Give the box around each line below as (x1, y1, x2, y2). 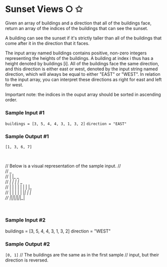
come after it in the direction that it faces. (5, 40, 89, 46)
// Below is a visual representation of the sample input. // (5, 163, 121, 169)
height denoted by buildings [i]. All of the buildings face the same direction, (5, 60, 160, 66)
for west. (5, 81, 23, 88)
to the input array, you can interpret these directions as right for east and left (5, 76, 162, 82)
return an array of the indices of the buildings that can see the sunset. (5, 25, 148, 31)
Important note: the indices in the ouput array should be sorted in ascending (5, 91, 162, 97)
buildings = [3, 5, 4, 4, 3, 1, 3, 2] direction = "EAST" (5, 121, 127, 127)
